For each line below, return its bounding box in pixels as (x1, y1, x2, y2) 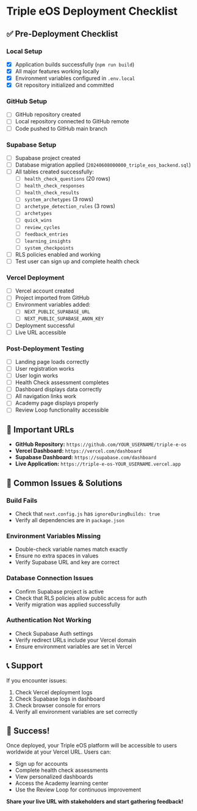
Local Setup (6, 47, 43, 56)
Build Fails (6, 496, 38, 504)
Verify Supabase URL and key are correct (15, 559, 120, 566)
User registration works (15, 365, 74, 372)
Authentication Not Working (6, 616, 91, 624)
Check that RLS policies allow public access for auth (15, 594, 148, 602)
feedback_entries (24, 231, 69, 238)
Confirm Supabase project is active (15, 587, 104, 595)
